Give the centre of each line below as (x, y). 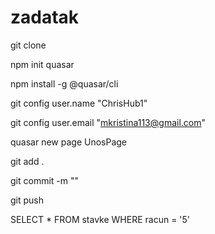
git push (27, 200)
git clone (28, 45)
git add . (27, 161)
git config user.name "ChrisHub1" (79, 103)
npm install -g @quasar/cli (64, 83)
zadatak (45, 17)
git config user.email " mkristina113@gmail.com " (108, 122)
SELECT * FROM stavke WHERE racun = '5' (100, 219)
